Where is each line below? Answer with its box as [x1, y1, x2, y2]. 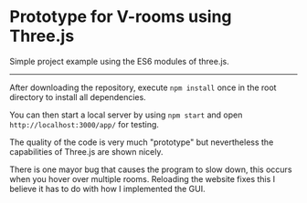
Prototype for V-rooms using [9, 6, 232, 27]
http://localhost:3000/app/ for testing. [9, 118, 160, 129]
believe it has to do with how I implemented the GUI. [9, 183, 206, 194]
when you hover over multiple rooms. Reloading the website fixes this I [9, 173, 276, 184]
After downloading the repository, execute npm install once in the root [9, 82, 277, 93]
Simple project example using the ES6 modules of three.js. [9, 56, 230, 66]
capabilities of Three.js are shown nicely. [9, 146, 164, 157]
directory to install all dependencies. [9, 91, 146, 102]
